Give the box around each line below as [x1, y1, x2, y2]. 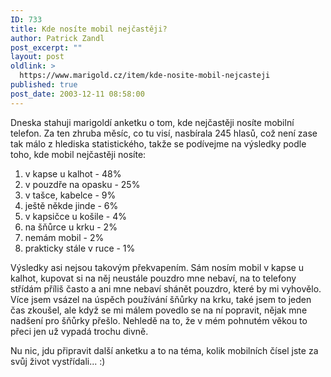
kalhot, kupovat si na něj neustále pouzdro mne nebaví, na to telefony [10, 272, 297, 284]
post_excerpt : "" [10, 42, 83, 53]
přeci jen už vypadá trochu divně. [10, 325, 149, 337]
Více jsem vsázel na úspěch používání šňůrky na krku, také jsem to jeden [10, 293, 312, 305]
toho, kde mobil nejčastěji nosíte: [10, 148, 147, 160]
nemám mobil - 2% [24, 231, 105, 243]
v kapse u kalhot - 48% [24, 167, 122, 180]
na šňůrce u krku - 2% [24, 221, 118, 233]
